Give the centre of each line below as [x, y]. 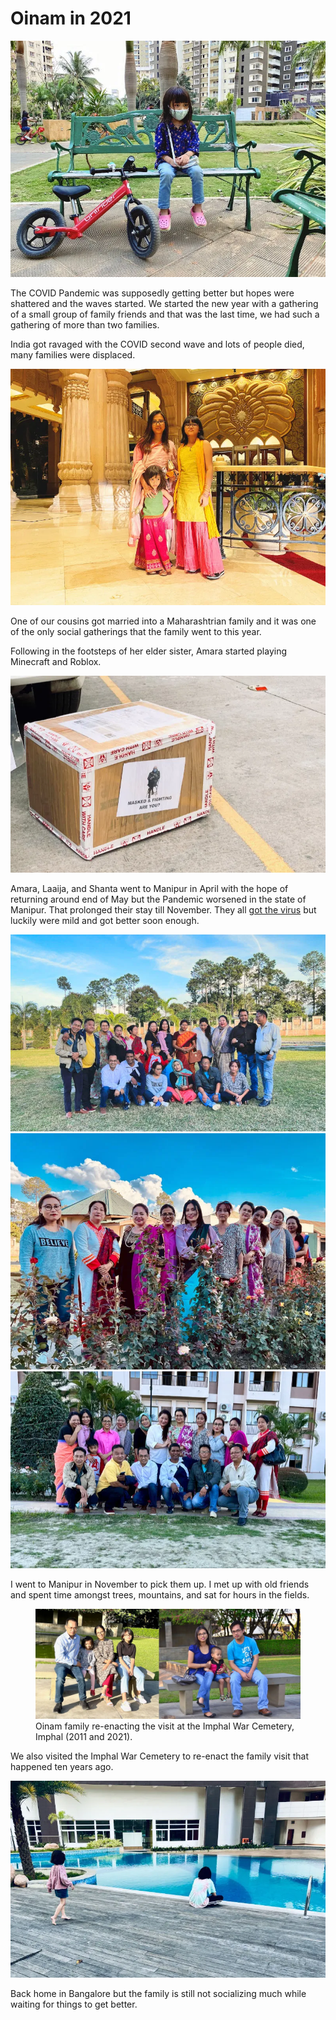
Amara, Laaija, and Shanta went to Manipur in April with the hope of [149, 888]
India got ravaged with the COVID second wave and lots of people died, [157, 344]
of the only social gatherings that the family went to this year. [136, 631]
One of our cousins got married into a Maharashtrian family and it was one [163, 621]
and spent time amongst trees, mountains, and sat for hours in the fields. [160, 1594]
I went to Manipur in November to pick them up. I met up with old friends [160, 1584]
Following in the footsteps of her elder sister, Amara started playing [149, 651]
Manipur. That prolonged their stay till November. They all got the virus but [163, 909]
